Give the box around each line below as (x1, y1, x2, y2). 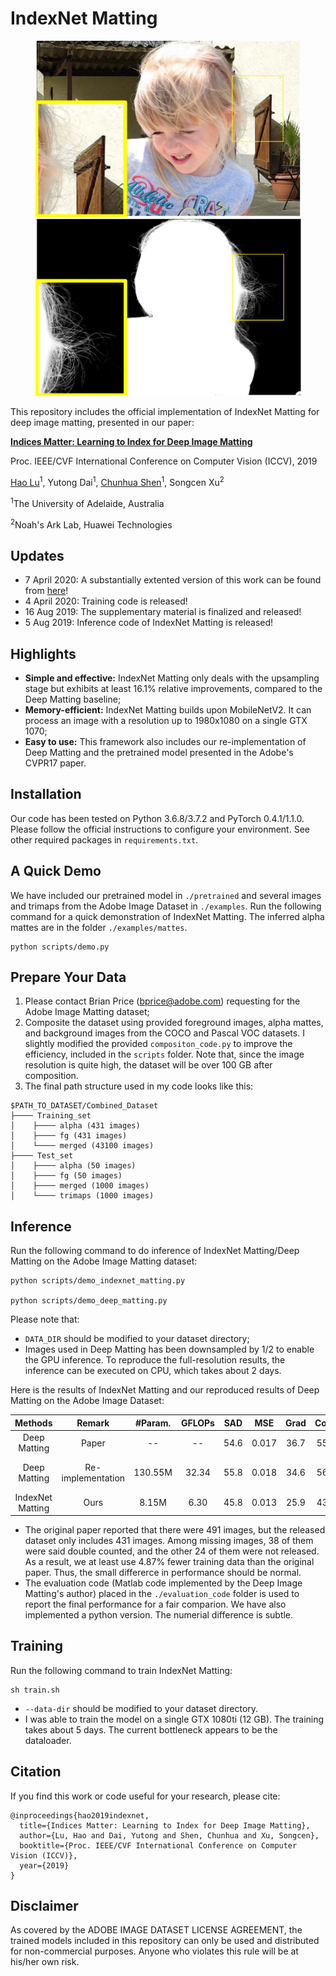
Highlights (10, 645, 77, 662)
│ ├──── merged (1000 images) (10, 1181, 150, 1191)
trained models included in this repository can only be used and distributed (10, 1935, 320, 1947)
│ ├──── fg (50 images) (10, 1171, 123, 1181)
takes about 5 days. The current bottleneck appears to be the (24, 1723, 278, 1736)
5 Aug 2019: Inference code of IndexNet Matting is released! (24, 617, 274, 629)
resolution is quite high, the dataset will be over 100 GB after (24, 1059, 273, 1071)
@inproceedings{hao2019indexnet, (10, 1810, 150, 1821)
